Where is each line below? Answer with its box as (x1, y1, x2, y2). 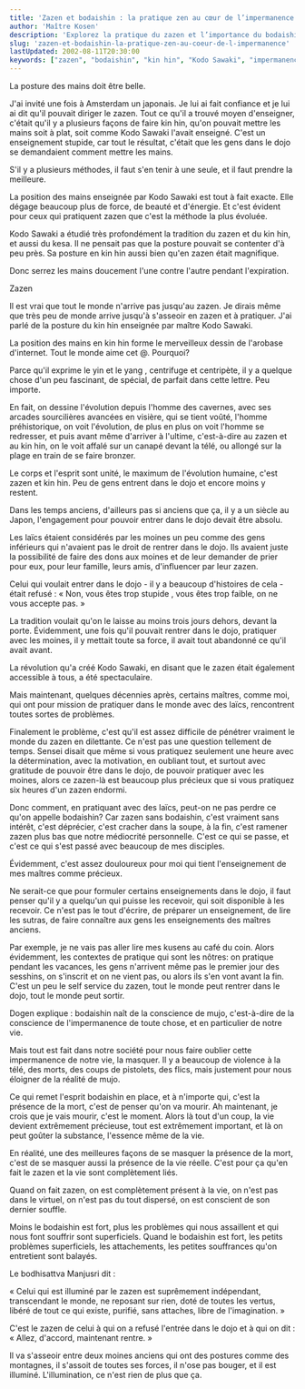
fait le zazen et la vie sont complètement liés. (9, 1167, 179, 1178)
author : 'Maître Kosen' (9, 22, 100, 31)
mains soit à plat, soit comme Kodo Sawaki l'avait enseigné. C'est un (9, 127, 266, 137)
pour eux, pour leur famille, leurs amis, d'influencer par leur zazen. (9, 561, 259, 571)
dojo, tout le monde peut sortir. (9, 991, 125, 1001)
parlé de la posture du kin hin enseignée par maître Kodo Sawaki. (9, 320, 253, 330)
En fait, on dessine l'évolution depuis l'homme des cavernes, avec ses (9, 402, 272, 412)
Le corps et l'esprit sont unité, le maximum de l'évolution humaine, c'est (9, 468, 279, 478)
